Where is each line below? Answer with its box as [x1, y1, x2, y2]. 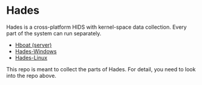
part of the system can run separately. [6, 29, 102, 37]
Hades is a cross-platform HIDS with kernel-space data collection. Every [6, 23, 187, 31]
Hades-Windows [15, 47, 57, 54]
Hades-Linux [15, 54, 48, 61]
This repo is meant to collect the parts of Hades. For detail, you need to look [6, 65, 196, 72]
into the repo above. [6, 72, 56, 79]
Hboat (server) [15, 41, 52, 48]
